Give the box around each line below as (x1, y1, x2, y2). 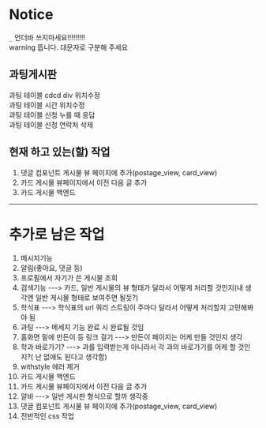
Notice (9, 6, 54, 24)
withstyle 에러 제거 (20, 362, 80, 371)
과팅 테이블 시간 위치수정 (9, 100, 85, 110)
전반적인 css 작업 (20, 411, 74, 420)
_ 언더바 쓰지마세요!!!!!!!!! (9, 32, 86, 42)
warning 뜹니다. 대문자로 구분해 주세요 (9, 42, 129, 52)
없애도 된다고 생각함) (43, 351, 107, 361)
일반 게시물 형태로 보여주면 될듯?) (35, 292, 139, 302)
